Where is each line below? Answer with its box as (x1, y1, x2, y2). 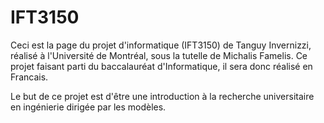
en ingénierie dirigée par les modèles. (10, 101, 167, 113)
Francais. (10, 71, 49, 83)
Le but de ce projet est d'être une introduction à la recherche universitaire (10, 90, 315, 102)
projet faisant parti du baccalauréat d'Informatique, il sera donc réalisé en (10, 60, 313, 72)
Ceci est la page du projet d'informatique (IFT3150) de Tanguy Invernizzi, (10, 39, 312, 51)
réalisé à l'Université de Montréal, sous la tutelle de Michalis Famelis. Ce (10, 49, 308, 61)
